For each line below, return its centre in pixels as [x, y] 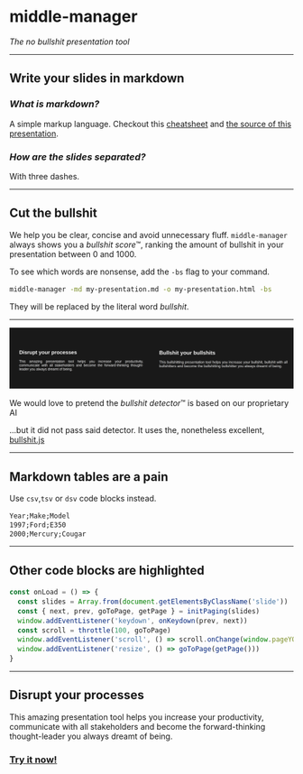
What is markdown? [55, 104]
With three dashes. [44, 176]
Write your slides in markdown [97, 78]
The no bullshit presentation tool [69, 41]
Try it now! [33, 760]
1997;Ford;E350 [38, 525]
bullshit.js [27, 440]
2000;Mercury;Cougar [48, 534]
